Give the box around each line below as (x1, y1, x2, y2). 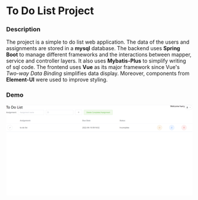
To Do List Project (6, 4, 95, 18)
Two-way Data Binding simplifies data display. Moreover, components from (6, 70, 190, 77)
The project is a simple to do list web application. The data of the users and (6, 38, 190, 45)
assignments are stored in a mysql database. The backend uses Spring (6, 45, 180, 52)
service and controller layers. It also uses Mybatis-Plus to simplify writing (6, 57, 186, 64)
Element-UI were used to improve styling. (6, 76, 108, 83)
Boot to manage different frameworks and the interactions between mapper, (6, 51, 192, 58)
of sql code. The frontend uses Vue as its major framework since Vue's (6, 64, 180, 71)
